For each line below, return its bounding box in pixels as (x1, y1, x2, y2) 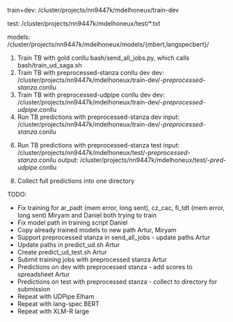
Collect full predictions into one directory (17, 177, 135, 185)
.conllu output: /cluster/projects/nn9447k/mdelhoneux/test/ (37, 156, 208, 164)
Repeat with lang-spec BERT (17, 300, 99, 308)
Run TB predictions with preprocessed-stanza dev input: (17, 113, 179, 121)
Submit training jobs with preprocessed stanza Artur (17, 255, 168, 264)
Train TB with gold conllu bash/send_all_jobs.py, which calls (17, 54, 190, 62)
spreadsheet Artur (17, 271, 70, 278)
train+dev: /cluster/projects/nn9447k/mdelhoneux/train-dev (7, 6, 179, 14)
